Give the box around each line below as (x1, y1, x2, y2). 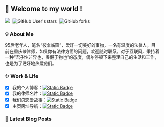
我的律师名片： (12, 91, 43, 96)
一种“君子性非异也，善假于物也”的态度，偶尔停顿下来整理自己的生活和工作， (5, 54, 159, 60)
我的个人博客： (12, 85, 43, 91)
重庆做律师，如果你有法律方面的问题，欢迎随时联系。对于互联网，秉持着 (13, 48, 160, 54)
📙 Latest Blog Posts (5, 115, 52, 122)
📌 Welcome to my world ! (5, 5, 82, 13)
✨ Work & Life (5, 73, 39, 80)
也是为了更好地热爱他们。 (5, 60, 57, 66)
